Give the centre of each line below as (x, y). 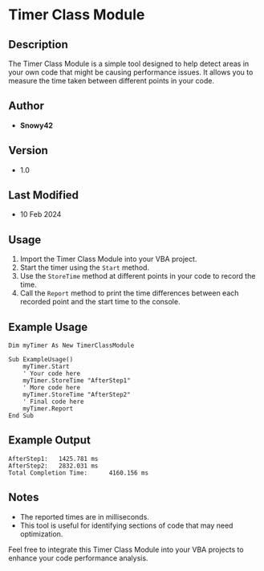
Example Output (49, 440)
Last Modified (43, 196)
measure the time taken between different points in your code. (112, 81)
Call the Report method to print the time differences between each (129, 293)
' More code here (52, 388)
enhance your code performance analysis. (78, 558)
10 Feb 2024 (41, 214)
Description (38, 45)
